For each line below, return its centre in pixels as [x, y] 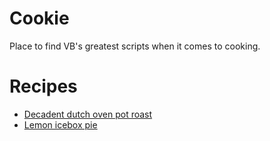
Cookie [39, 18]
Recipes [43, 86]
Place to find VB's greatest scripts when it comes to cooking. [135, 46]
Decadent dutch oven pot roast [88, 114]
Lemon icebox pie [60, 124]
